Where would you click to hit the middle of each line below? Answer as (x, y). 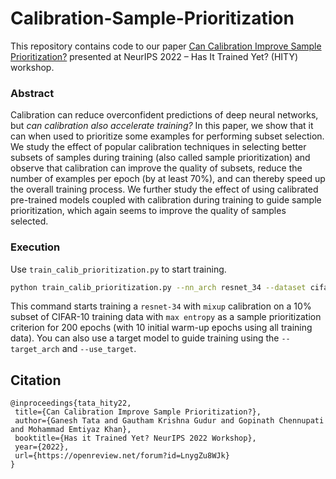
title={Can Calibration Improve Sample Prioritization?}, (138, 412)
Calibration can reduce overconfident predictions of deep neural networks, (164, 115)
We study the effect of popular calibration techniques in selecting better (158, 147)
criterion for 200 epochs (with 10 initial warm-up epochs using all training (161, 328)
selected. (29, 221)
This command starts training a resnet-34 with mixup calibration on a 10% (161, 306)
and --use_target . (99, 349)
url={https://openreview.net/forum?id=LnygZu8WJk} (122, 456)
